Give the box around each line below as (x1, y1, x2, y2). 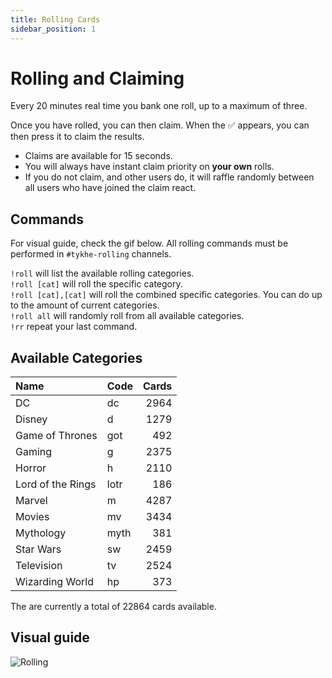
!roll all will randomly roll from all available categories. (10, 310, 245, 322)
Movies (15, 510, 50, 524)
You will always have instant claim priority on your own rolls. (24, 161, 275, 173)
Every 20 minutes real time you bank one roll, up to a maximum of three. (10, 100, 308, 112)
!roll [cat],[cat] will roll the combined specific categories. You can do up (10, 289, 323, 301)
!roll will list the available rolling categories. (10, 267, 195, 280)
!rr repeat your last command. (10, 321, 138, 333)
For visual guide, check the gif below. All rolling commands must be (10, 237, 289, 250)
